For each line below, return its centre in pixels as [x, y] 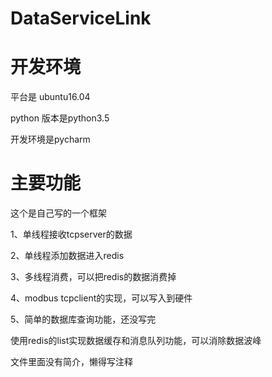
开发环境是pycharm [50, 139]
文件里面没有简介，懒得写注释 [71, 362]
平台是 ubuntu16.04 [50, 97]
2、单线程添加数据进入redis [67, 256]
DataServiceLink [81, 18]
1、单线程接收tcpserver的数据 [71, 234]
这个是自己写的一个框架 [58, 213]
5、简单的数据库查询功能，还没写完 [83, 319]
